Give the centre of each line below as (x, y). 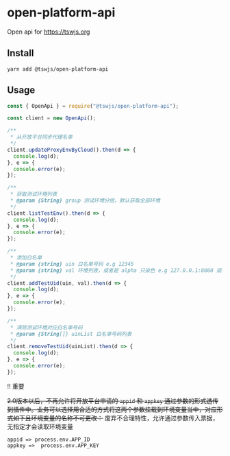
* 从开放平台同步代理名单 (41, 137)
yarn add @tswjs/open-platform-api (58, 69)
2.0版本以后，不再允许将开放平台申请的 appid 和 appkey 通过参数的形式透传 (113, 400)
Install (21, 53)
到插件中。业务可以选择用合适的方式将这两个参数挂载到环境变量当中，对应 (112, 409)
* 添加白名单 (26, 258)
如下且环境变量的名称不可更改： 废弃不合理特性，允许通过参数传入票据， (116, 418)
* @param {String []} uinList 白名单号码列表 (71, 334)
